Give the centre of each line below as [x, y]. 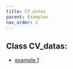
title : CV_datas [26, 11]
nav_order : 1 [22, 22]
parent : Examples [27, 17]
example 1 [27, 60]
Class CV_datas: [37, 46]
